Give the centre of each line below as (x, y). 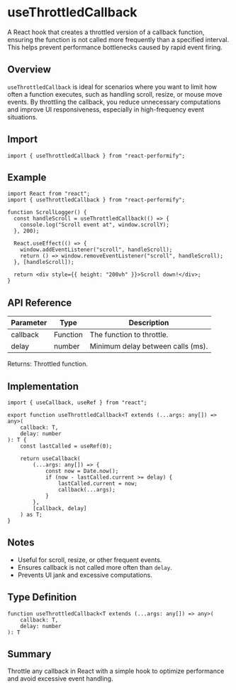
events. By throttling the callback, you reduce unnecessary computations (114, 102)
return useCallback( (50, 459)
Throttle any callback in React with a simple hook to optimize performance (116, 671)
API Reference (40, 303)
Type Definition (42, 597)
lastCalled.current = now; (98, 484)
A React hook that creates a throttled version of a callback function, (106, 32)
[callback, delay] (60, 509)
